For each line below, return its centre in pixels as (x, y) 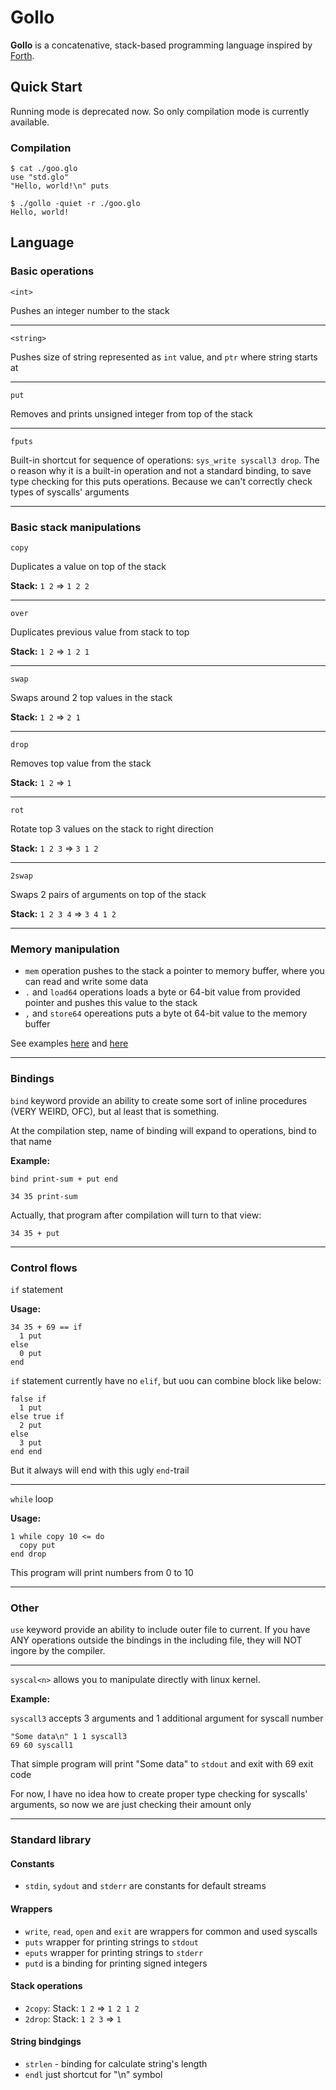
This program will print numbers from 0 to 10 (102, 1572)
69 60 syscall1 (42, 1746)
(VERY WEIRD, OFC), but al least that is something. (115, 1111)
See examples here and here (69, 1043)
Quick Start (46, 87)
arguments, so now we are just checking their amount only (131, 1805)
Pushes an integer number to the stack (90, 310)
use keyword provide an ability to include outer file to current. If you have (160, 1630)
